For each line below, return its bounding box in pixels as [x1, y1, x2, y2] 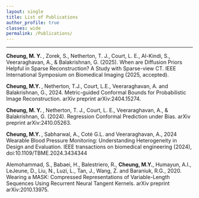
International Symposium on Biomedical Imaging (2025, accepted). [6, 72, 169, 79]
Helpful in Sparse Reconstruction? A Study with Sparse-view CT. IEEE [6, 65, 176, 72]
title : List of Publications [6, 14, 78, 20]
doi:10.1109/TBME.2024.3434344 [6, 150, 88, 157]
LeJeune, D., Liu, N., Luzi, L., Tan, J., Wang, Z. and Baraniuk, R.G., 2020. [6, 167, 182, 174]
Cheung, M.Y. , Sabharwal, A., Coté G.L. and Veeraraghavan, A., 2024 [6, 131, 177, 138]
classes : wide [6, 25, 41, 31]
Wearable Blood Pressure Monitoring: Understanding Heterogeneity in [6, 137, 177, 144]
